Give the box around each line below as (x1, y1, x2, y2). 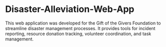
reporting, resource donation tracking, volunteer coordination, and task (5, 30, 151, 36)
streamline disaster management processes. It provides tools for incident (5, 25, 156, 31)
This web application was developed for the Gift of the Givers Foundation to (5, 20, 161, 26)
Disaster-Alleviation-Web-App (5, 3, 134, 15)
